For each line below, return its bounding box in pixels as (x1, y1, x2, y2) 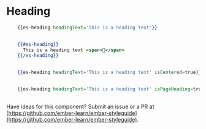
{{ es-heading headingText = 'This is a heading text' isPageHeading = (17, 86, 193, 92)
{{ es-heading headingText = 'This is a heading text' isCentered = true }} (17, 69, 202, 76)
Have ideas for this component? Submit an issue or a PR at (6, 103, 154, 110)
